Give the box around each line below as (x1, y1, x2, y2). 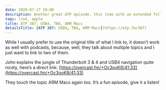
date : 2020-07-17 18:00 (5, 7, 54, 12)
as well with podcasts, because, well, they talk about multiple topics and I (5, 45, 155, 50)
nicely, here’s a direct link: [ (5, 65, 61, 71)
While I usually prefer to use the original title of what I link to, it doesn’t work (5, 39, 160, 45)
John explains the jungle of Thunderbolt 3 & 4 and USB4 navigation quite (5, 59, 154, 65)
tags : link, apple (5, 16, 43, 21)
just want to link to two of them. (5, 50, 70, 56)
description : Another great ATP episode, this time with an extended (5, 12, 152, 17)
